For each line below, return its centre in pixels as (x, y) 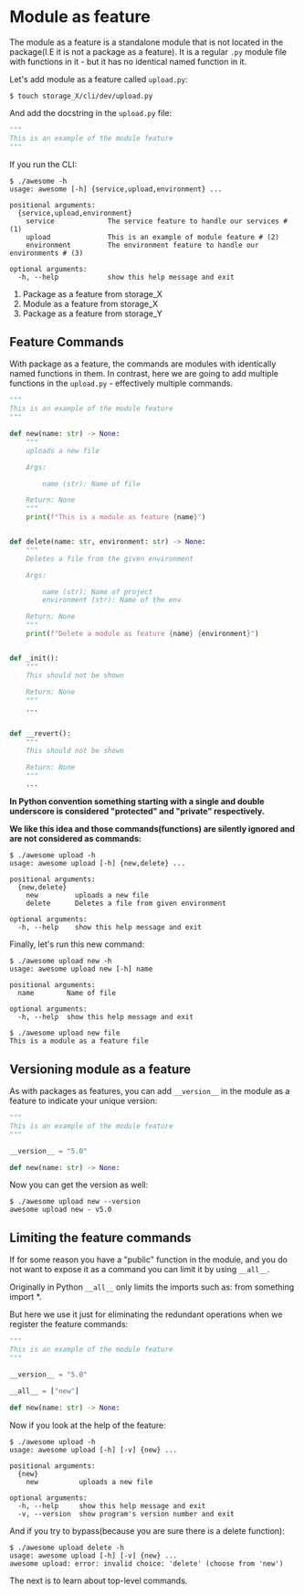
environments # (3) (47, 253)
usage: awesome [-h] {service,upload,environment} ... (116, 189)
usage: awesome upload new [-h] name (81, 969)
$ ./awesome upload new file (65, 1033)
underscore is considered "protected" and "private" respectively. (137, 812)
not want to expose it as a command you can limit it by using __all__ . (140, 1270)
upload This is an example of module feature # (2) (153, 237)
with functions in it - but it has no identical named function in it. (128, 61)
